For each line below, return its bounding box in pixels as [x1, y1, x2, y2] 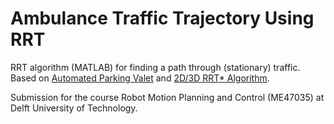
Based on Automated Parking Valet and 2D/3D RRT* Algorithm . [10, 72, 270, 84]
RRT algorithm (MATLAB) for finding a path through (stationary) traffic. [10, 61, 301, 73]
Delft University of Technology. [10, 102, 138, 114]
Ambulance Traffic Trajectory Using [10, 7, 315, 30]
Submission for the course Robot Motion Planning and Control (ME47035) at [10, 91, 325, 103]
